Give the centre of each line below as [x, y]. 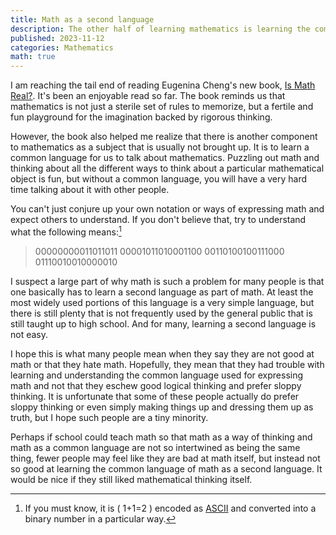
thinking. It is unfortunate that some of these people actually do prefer [155, 396]
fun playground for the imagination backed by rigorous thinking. [141, 117]
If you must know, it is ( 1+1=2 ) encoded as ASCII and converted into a [170, 508]
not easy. [29, 334]
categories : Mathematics [62, 47]
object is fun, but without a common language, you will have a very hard [159, 179]
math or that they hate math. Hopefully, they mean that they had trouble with [167, 364]
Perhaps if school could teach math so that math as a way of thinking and [161, 437]
